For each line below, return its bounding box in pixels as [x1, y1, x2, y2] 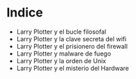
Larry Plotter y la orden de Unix [16, 56, 107, 65]
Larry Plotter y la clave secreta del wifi [16, 34, 126, 43]
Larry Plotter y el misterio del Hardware [16, 64, 130, 72]
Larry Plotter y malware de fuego [16, 49, 112, 58]
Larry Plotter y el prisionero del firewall [16, 42, 128, 50]
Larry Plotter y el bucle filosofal [16, 27, 107, 36]
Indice [6, 5, 43, 21]
